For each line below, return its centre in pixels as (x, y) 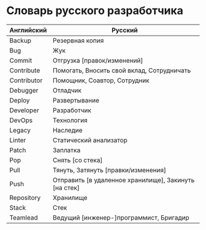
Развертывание (76, 100)
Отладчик (67, 90)
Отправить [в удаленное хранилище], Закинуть (124, 180)
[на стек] (66, 188)
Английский (28, 30)
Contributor (26, 80)
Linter (18, 140)
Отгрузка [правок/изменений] (98, 60)
